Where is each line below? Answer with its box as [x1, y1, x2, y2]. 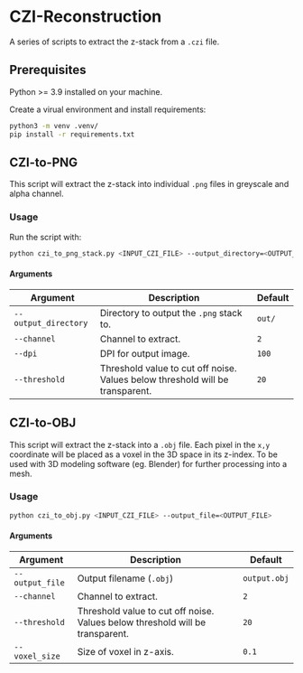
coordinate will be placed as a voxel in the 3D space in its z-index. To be [9, 449, 278, 460]
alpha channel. [9, 188, 65, 200]
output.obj [243, 573, 289, 584]
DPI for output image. [99, 347, 190, 360]
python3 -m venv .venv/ [9, 121, 99, 130]
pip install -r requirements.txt [9, 129, 135, 139]
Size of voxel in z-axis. [77, 645, 174, 658]
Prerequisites [9, 62, 87, 78]
